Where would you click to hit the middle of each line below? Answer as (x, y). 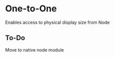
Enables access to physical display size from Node (57, 22)
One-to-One (31, 9)
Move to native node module (34, 50)
